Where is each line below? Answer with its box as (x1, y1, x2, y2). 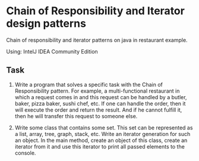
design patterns (6, 17, 86, 30)
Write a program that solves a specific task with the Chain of (14, 81, 163, 88)
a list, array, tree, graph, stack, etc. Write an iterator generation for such (14, 130, 191, 137)
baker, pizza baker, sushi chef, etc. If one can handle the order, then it (14, 100, 186, 107)
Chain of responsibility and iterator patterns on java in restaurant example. (6, 36, 188, 43)
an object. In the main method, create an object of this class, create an (14, 137, 188, 144)
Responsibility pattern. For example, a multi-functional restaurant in (14, 87, 180, 94)
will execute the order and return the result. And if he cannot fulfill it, (14, 106, 182, 113)
